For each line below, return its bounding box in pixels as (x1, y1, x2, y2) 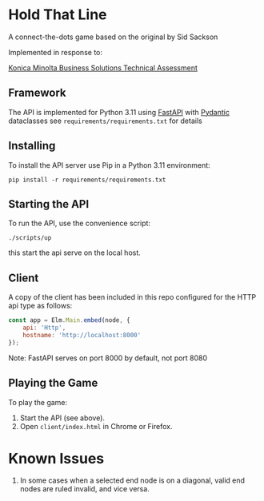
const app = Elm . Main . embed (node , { (8, 316, 130, 324)
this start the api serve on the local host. (8, 248, 142, 257)
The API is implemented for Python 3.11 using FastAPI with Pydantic (8, 107, 230, 117)
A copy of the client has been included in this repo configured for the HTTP (8, 292, 257, 302)
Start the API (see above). (19, 413, 106, 423)
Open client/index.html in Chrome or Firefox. (19, 421, 173, 431)
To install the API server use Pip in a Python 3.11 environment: (8, 160, 210, 169)
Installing (8, 139, 56, 153)
